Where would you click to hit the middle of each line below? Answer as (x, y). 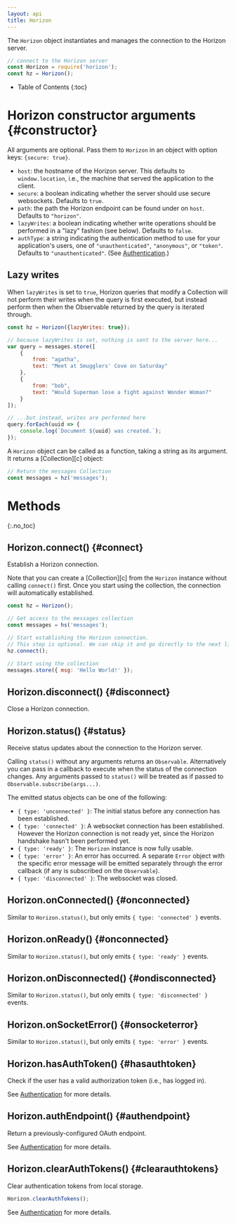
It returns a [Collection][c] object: (55, 458)
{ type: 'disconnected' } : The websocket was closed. (97, 878)
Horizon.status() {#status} (67, 731)
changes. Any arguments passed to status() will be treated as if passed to (115, 776)
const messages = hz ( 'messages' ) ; (58, 478)
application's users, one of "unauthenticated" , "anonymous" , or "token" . (120, 246)
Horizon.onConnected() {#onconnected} (99, 900)
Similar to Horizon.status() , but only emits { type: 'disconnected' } (108, 995)
